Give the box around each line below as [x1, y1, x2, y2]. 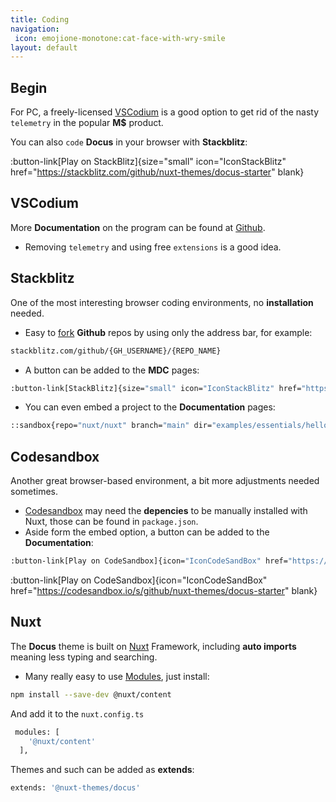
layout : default [10, 42, 78, 53]
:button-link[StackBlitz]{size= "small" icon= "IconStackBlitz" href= [10, 383, 302, 393]
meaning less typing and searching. [10, 651, 158, 663]
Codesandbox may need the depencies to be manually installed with [24, 505, 308, 517]
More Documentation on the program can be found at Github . [10, 221, 266, 233]
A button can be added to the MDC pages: [24, 364, 200, 376]
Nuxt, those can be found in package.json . [24, 516, 199, 528]
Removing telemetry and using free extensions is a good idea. [24, 241, 282, 253]
